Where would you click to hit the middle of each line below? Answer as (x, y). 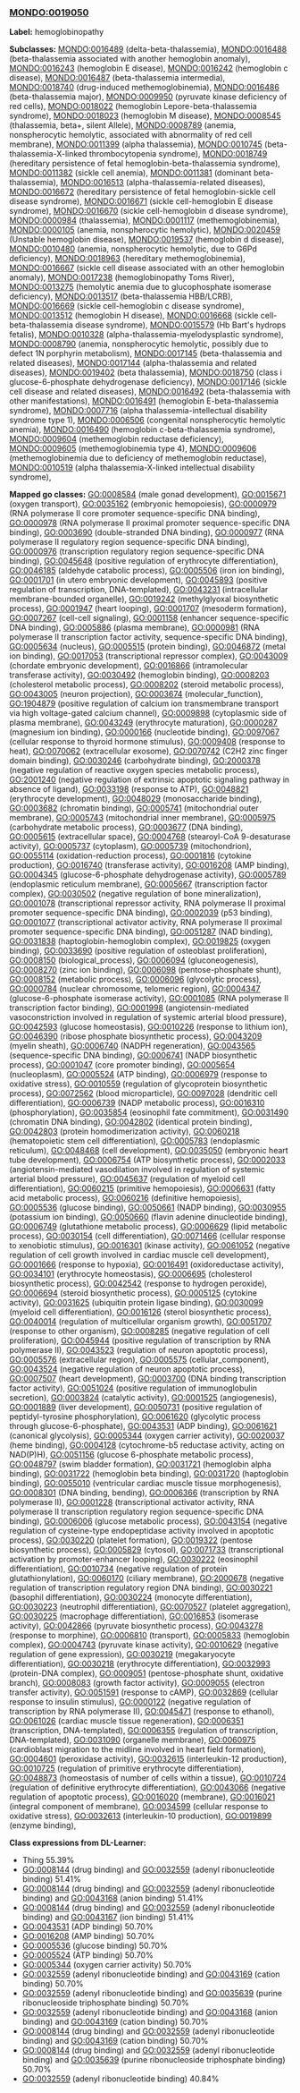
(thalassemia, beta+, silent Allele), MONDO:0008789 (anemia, (123, 125)
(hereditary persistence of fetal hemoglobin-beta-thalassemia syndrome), (145, 164)
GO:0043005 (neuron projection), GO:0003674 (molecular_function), (136, 694)
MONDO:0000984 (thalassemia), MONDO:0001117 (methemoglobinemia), (144, 220)
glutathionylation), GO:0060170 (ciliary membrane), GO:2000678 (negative (146, 1578)
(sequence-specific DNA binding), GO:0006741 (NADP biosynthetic (133, 1055)
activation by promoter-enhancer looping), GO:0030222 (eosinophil (134, 1560)
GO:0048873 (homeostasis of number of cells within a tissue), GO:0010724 (148, 1778)
